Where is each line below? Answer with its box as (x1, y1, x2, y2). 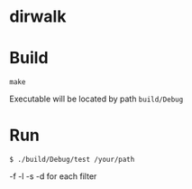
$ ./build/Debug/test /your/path (9, 156, 135, 165)
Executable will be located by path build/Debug (9, 93, 184, 105)
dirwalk (9, 6, 67, 27)
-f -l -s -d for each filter (9, 171, 97, 182)
